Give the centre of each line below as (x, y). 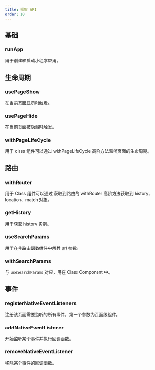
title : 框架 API (21, 10)
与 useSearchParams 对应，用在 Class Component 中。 (59, 272)
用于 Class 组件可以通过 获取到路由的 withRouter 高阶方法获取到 (69, 194)
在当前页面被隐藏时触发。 (31, 127)
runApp (14, 49)
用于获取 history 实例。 (28, 224)
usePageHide (21, 116)
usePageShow (22, 92)
